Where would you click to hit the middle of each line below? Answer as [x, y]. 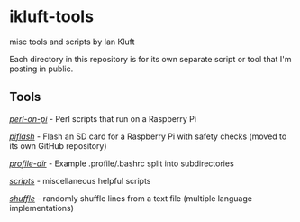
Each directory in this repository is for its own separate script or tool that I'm [150, 59]
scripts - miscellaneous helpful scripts [80, 180]
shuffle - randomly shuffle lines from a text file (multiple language [131, 198]
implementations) [42, 208]
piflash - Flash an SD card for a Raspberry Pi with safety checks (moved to [148, 136]
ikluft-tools [52, 17]
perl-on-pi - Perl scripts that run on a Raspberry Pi [103, 118]
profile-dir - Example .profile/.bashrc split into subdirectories [122, 163]
